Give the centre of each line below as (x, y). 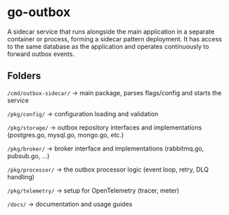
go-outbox (39, 12)
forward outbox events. (41, 54)
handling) (21, 176)
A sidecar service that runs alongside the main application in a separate (111, 32)
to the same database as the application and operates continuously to (108, 46)
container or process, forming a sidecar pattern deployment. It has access (115, 39)
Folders (24, 76)
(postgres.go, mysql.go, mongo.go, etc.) (66, 134)
